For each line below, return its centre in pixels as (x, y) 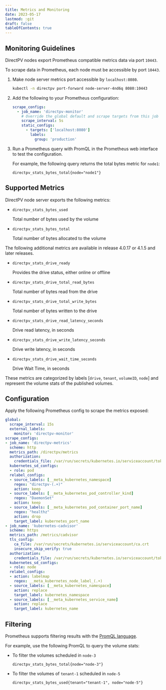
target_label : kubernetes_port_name (52, 521)
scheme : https (24, 530)
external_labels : (27, 429)
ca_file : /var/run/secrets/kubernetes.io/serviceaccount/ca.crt (82, 544)
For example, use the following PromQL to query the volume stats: (72, 646)
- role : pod (22, 471)
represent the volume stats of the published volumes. (59, 383)
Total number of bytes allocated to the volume (59, 238)
